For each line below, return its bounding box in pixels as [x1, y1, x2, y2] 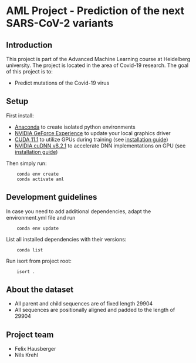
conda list [16, 247, 43, 253]
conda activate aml [16, 176, 65, 182]
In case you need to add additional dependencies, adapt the [6, 207, 151, 215]
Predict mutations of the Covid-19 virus [14, 79, 110, 86]
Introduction [6, 40, 53, 50]
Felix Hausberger [14, 345, 56, 352]
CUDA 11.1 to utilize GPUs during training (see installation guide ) [14, 136, 168, 143]
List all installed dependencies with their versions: [6, 236, 127, 243]
